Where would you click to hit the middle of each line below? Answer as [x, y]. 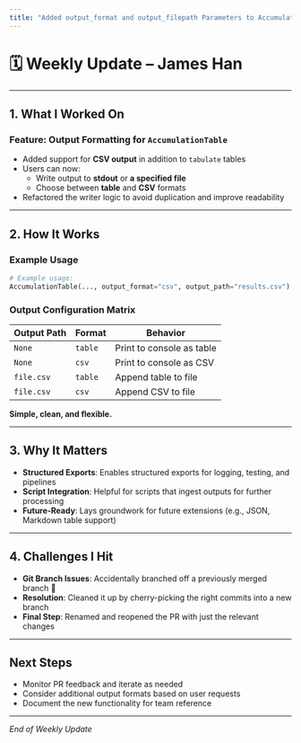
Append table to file [156, 376]
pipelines [39, 482]
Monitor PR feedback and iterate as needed [103, 685]
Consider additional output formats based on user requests [131, 694]
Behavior [166, 332]
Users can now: [51, 169]
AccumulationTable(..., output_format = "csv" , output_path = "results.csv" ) [150, 287]
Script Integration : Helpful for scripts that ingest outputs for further [146, 491]
